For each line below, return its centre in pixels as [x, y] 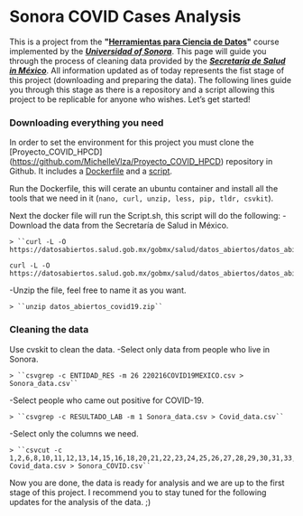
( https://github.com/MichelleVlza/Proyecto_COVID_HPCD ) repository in [141, 162]
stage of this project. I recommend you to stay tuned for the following [138, 492]
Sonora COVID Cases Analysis [125, 17]
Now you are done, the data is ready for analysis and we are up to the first [147, 483]
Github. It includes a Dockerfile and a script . [91, 171]
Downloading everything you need [87, 122]
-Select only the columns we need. [74, 433]
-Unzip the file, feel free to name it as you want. [98, 290]
